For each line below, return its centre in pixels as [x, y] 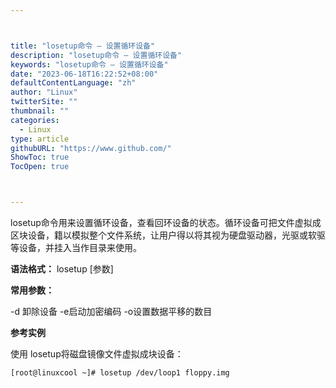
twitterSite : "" [44, 102]
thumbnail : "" [40, 111]
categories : [35, 120]
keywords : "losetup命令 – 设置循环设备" [89, 64]
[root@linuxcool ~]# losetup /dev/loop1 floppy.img [120, 373]
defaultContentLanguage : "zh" [73, 83]
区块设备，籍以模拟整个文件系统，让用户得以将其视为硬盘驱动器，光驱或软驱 [168, 235]
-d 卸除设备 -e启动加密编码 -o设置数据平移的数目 [111, 311]
